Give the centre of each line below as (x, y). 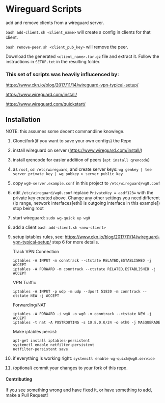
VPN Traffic (24, 283)
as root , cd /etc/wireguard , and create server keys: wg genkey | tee (82, 169)
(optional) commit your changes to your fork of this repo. (70, 368)
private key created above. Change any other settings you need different (86, 198)
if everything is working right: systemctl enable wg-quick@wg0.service (84, 358)
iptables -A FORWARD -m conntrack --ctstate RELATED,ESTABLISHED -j (84, 269)
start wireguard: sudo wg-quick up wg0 (51, 218)
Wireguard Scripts (44, 9)
